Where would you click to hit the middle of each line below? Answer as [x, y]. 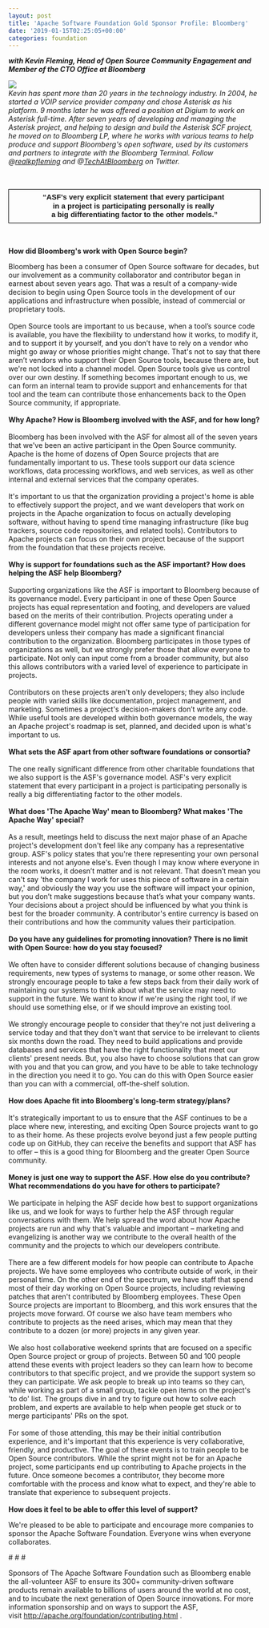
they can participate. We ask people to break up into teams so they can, [127, 1382]
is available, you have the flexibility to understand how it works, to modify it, [133, 335]
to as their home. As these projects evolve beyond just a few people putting [133, 1135]
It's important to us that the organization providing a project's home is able [131, 497]
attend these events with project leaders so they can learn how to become [131, 1365]
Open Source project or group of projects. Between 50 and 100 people [124, 1356]
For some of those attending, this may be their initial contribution [115, 1433]
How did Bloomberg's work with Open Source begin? [98, 251]
